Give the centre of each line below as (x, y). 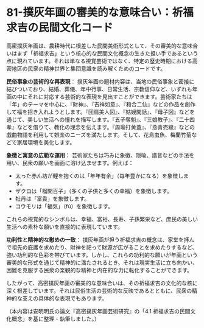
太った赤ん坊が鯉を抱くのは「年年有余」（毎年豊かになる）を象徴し (99, 176)
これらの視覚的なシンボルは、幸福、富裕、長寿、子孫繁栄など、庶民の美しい (102, 219)
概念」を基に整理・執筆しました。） (55, 319)
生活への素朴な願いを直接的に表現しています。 (65, 226)
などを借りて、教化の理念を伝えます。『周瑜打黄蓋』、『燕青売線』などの (106, 127)
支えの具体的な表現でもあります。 (65, 298)
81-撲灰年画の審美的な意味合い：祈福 (100, 12)
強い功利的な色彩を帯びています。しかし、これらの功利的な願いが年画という (102, 255)
